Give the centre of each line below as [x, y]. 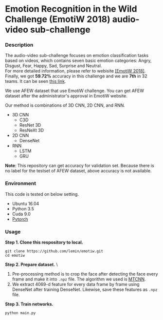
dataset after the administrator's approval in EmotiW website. [66, 96]
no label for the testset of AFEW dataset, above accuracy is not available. [78, 171]
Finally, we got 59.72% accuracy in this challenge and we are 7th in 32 [76, 76]
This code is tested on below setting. [42, 194]
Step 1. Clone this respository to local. [44, 243]
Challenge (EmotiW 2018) [58, 19]
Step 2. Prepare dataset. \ [32, 264]
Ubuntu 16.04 [26, 204]
